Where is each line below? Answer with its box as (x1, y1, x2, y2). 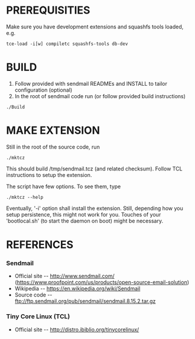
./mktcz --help (6, 194, 44, 200)
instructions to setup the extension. (6, 171, 92, 178)
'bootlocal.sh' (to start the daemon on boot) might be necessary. (6, 217, 164, 224)
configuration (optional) (14, 86, 73, 93)
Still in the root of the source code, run (6, 143, 100, 150)
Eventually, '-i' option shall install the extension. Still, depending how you (6, 205, 183, 212)
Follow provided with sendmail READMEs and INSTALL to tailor (14, 80, 167, 87)
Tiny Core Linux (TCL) (6, 312, 70, 321)
